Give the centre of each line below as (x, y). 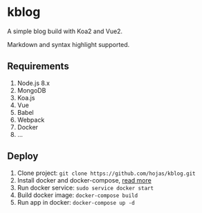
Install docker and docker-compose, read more (84, 180)
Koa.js (26, 98)
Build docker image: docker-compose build (77, 195)
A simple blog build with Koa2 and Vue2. (65, 31)
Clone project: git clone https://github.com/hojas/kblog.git (106, 173)
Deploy (23, 156)
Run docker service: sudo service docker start (85, 187)
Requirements (38, 66)
